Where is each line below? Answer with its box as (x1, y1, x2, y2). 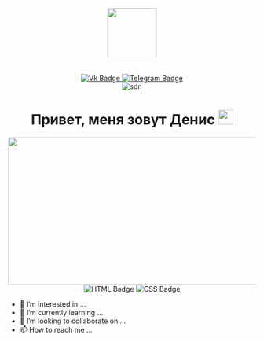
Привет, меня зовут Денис (31, 111, 215, 129)
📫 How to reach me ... (19, 325, 93, 334)
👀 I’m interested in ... (19, 299, 86, 309)
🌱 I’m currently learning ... (19, 307, 104, 317)
